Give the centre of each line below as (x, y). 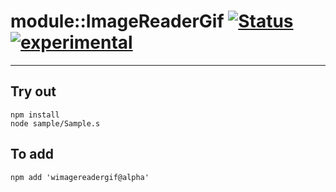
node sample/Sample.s (55, 123)
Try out (33, 91)
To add (32, 154)
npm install (35, 115)
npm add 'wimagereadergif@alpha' (80, 177)
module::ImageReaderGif (117, 21)
